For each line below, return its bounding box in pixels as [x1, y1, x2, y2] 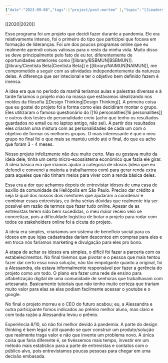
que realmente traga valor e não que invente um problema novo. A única [5, 332, 154, 338]
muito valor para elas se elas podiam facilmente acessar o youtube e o [5, 286, 151, 292]
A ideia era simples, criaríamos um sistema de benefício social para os [5, 228, 150, 235]
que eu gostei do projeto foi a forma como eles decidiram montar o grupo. [5, 104, 158, 110]
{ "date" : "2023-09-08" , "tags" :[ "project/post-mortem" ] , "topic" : [5, 7, 142, 12]
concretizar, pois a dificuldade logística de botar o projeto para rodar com [5, 213, 157, 220]
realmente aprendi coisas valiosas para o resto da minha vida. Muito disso [5, 46, 158, 52]
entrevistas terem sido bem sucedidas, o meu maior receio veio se [5, 208, 142, 214]
